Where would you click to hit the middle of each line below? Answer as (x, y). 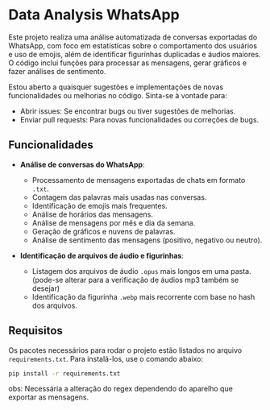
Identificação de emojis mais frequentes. (100, 205)
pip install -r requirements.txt (64, 373)
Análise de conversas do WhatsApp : (82, 164)
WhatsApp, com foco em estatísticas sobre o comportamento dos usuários (133, 45)
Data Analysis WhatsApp (94, 15)
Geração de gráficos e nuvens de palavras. (104, 231)
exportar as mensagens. (49, 397)
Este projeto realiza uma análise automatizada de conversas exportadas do (133, 37)
